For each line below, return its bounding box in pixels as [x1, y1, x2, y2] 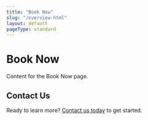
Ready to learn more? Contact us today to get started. [6, 107, 142, 114]
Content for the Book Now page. [6, 73, 88, 80]
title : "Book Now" [6, 9, 53, 15]
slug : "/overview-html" [6, 15, 68, 21]
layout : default [6, 20, 48, 26]
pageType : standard [6, 26, 56, 32]
